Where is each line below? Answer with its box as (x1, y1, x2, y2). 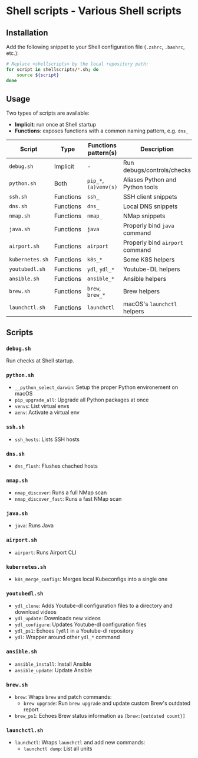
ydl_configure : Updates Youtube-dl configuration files (14, 621, 147, 628)
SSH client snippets (123, 193, 177, 201)
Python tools (123, 183, 158, 192)
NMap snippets (123, 212, 166, 220)
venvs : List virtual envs (14, 403, 70, 410)
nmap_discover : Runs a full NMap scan (14, 489, 107, 496)
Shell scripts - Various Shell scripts (6, 4, 181, 18)
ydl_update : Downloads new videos (14, 615, 101, 622)
